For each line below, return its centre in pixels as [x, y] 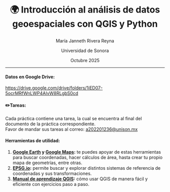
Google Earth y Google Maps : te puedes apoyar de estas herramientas [87, 152]
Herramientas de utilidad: [33, 141]
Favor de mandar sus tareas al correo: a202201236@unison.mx [72, 129]
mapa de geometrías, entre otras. [47, 163]
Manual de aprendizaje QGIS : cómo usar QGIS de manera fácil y [80, 179]
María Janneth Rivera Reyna [85, 41]
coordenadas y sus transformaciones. [52, 173]
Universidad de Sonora [85, 51]
